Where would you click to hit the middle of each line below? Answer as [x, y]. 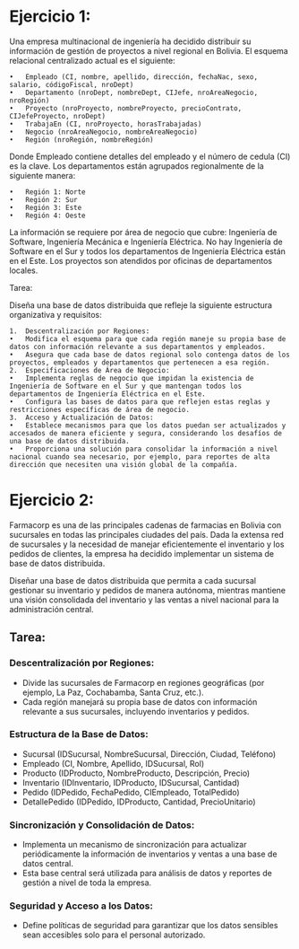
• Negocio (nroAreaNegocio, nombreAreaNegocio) [104, 132]
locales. [24, 270]
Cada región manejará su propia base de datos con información [140, 701]
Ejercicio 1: [50, 17]
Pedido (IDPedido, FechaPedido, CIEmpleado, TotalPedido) [131, 792]
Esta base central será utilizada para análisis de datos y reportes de [147, 874]
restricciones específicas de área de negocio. [100, 409]
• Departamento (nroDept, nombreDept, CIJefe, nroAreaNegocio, [133, 92]
